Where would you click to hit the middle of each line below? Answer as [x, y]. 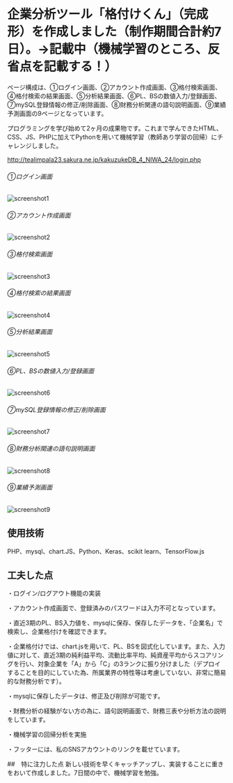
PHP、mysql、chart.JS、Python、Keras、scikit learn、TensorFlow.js [106, 551]
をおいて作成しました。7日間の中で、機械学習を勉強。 [85, 773]
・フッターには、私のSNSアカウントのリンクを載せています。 [96, 750]
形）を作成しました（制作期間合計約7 [114, 32]
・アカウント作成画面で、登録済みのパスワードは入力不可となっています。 [113, 608]
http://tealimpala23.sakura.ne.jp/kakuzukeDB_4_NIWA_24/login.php [104, 159]
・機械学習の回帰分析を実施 [47, 735]
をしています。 [29, 720]
